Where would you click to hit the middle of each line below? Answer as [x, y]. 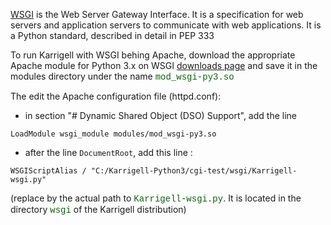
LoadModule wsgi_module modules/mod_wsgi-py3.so [113, 134]
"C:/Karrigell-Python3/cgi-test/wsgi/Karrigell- [194, 171]
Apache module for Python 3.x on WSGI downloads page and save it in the [164, 65]
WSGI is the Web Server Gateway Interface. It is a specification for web [157, 14]
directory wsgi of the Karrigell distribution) [98, 210]
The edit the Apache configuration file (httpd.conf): [116, 96]
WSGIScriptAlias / [48, 171]
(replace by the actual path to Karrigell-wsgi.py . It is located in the [156, 198]
